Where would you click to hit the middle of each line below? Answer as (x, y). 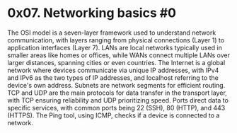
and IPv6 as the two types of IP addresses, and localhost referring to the (113, 77)
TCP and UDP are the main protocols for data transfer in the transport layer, (117, 93)
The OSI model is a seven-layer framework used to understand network (112, 33)
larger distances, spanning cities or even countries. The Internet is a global (116, 62)
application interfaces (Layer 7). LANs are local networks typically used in (115, 47)
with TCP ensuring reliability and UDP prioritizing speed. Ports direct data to (118, 100)
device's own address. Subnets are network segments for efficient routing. (116, 85)
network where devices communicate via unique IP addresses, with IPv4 (113, 70)
